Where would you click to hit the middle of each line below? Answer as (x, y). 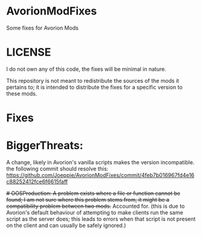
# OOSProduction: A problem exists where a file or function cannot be (93, 193)
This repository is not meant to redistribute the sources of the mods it (93, 80)
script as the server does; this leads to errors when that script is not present (101, 219)
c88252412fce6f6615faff (37, 182)
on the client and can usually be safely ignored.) (66, 225)
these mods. (22, 93)
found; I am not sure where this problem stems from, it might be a (88, 200)
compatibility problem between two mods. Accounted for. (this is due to (96, 206)
